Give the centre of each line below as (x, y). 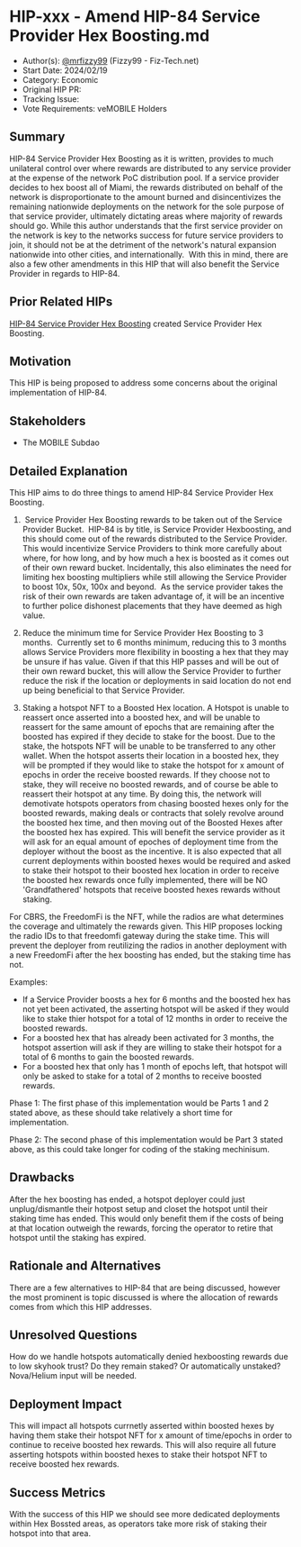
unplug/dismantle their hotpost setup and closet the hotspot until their (138, 1208)
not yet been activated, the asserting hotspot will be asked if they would (155, 1009)
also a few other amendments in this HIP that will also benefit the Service (145, 264)
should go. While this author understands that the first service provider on (146, 225)
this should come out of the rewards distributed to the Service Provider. (155, 539)
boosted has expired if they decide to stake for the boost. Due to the (149, 737)
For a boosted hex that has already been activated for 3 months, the (148, 1037)
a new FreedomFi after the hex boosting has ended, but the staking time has (150, 955)
